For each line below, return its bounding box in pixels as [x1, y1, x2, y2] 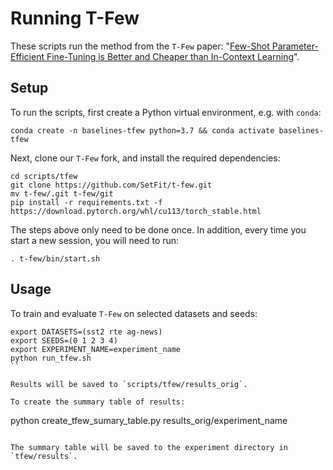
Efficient [10, 50, 45, 62]
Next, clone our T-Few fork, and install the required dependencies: [10, 152, 281, 164]
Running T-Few [10, 7, 140, 30]
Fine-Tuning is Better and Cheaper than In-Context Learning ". [46, 50, 300, 62]
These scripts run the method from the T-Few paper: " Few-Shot [10, 40, 270, 52]
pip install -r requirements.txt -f [10, 197, 163, 207]
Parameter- [271, 40, 319, 52]
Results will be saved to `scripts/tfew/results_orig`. [10, 379, 248, 389]
